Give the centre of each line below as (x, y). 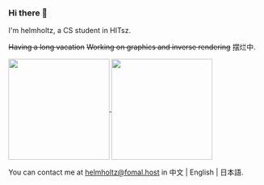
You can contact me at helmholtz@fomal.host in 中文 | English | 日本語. (126, 172)
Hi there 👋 (28, 13)
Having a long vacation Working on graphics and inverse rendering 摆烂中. (132, 47)
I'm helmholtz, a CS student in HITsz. (70, 31)
